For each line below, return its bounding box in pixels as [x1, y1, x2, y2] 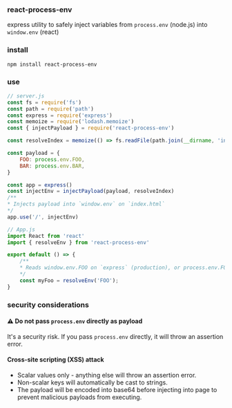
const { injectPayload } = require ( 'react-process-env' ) [7, 124, 175, 132]
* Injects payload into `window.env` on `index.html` [7, 201, 166, 208]
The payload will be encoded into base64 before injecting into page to [17, 385, 217, 393]
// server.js [7, 92, 45, 100]
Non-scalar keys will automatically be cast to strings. [17, 378, 168, 387]
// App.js [7, 226, 36, 233]
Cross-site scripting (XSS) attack [7, 355, 105, 364]
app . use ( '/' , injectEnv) [7, 213, 79, 221]
